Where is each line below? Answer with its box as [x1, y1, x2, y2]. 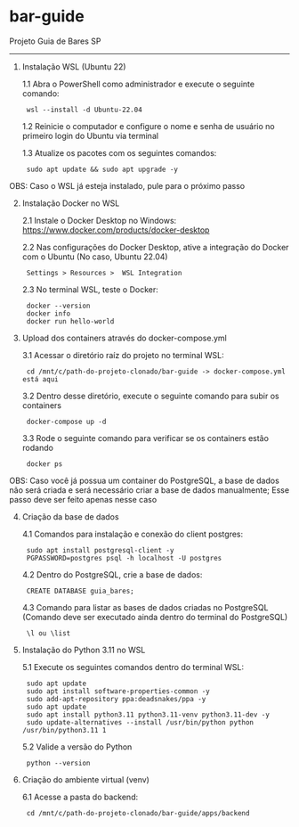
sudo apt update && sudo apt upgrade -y [26, 165, 179, 174]
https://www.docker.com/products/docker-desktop [21, 225, 210, 235]
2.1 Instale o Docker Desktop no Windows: [21, 215, 177, 225]
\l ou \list [26, 628, 71, 638]
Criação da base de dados [21, 511, 119, 522]
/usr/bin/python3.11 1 [21, 725, 107, 734]
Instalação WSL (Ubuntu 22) [21, 61, 126, 72]
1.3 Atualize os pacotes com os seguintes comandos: [21, 147, 217, 158]
